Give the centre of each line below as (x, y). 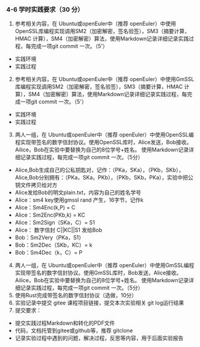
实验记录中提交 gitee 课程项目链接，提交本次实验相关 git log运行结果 (99, 303)
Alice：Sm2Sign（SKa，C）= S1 (55, 223)
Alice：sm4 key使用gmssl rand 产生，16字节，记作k (79, 200)
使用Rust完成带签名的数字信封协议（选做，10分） (76, 295)
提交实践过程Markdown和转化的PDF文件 (65, 323)
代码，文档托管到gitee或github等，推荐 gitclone (74, 331)
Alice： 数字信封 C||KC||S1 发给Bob (59, 230)
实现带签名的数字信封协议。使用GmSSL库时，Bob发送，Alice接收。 (98, 273)
